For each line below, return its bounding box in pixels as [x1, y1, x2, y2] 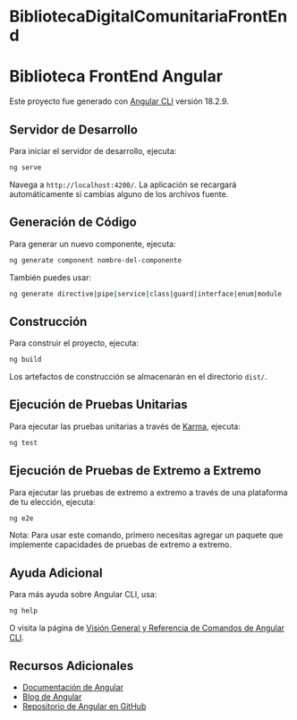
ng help [9, 606, 38, 615]
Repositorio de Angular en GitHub [21, 700, 147, 711]
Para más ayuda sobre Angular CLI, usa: [9, 589, 157, 600]
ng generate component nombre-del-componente [9, 255, 182, 265]
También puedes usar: [9, 271, 92, 283]
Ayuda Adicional [9, 565, 103, 580]
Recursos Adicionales [9, 658, 134, 673]
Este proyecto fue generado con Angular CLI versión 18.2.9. [9, 96, 230, 107]
